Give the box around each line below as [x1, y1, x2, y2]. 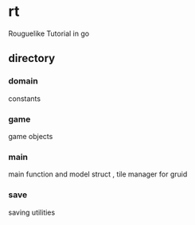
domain [8, 76, 38, 87]
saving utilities [8, 208, 56, 217]
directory [8, 52, 56, 65]
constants [8, 94, 41, 103]
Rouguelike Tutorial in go [8, 29, 90, 38]
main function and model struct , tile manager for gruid [8, 169, 188, 179]
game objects [8, 131, 53, 141]
